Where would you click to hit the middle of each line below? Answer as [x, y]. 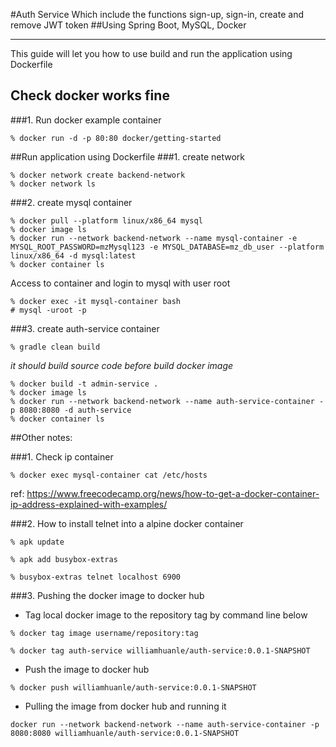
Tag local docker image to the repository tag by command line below [166, 615]
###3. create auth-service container [85, 328]
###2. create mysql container [71, 202]
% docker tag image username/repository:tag [104, 633]
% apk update [37, 542]
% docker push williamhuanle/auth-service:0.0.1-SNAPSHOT [133, 687]
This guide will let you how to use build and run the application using [151, 53]
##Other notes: [41, 437]
